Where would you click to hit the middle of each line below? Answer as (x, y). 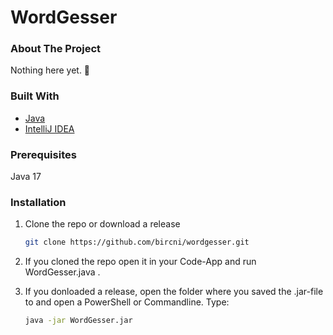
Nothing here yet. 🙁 (50, 70)
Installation (38, 202)
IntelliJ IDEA (49, 128)
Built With (35, 96)
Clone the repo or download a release (102, 224)
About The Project (56, 49)
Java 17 (26, 177)
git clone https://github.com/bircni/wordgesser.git (137, 242)
